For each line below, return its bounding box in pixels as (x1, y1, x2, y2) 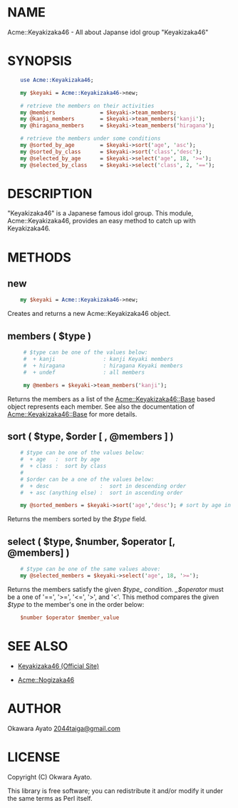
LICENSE (7, 749, 61, 765)
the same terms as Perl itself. (7, 794, 93, 802)
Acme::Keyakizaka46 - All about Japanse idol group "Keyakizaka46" (7, 28, 209, 36)
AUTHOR (7, 700, 62, 717)
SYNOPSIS (7, 53, 73, 69)
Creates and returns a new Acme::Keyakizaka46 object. (7, 310, 171, 318)
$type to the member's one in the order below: (7, 600, 145, 608)
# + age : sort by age (20, 456, 100, 464)
